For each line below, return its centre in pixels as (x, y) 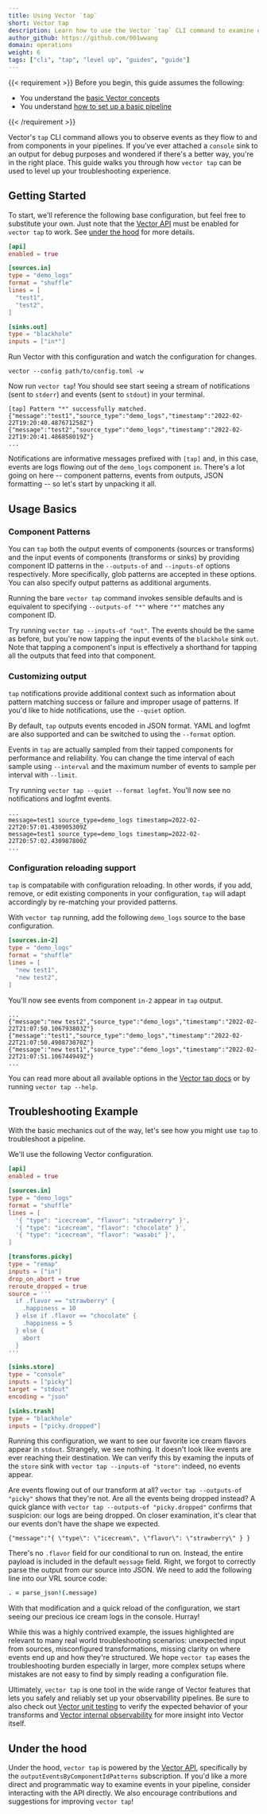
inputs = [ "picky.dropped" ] (55, 1426)
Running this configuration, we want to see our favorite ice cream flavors (127, 1441)
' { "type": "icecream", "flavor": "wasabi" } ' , (96, 1235)
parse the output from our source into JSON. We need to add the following (130, 1570)
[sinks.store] (32, 1367)
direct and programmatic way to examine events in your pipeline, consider (130, 1785)
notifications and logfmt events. (60, 799)
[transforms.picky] (41, 1257)
